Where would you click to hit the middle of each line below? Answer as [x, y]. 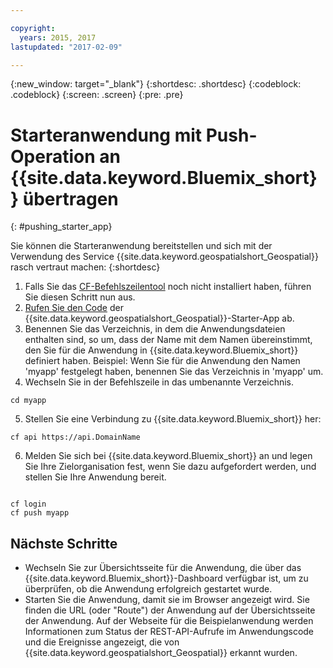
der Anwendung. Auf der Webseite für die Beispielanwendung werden [169, 621]
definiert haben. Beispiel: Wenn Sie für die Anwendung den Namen [162, 361]
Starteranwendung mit [106, 135]
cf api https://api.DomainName [75, 437]
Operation [53, 156]
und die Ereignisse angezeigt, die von [102, 642]
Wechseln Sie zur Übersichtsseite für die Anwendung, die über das [163, 568]
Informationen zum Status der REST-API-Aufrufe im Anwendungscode [169, 632]
